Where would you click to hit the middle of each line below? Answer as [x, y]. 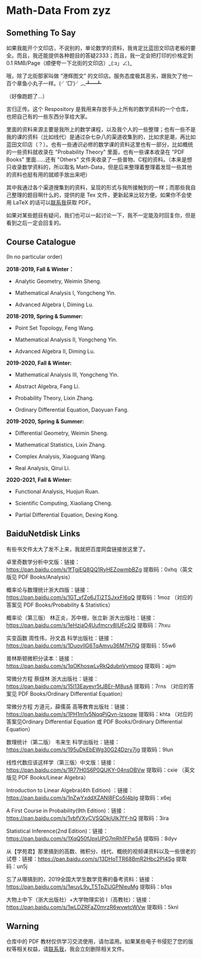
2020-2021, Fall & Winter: [39, 479]
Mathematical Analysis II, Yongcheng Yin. [66, 339]
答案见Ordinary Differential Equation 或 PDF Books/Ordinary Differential [94, 722]
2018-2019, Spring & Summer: [44, 316]
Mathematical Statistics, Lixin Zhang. [60, 444]
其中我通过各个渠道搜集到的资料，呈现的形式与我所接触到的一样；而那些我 [98, 187]
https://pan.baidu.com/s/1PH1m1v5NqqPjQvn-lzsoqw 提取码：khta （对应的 [100, 714]
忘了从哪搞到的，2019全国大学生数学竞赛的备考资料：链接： [81, 879]
